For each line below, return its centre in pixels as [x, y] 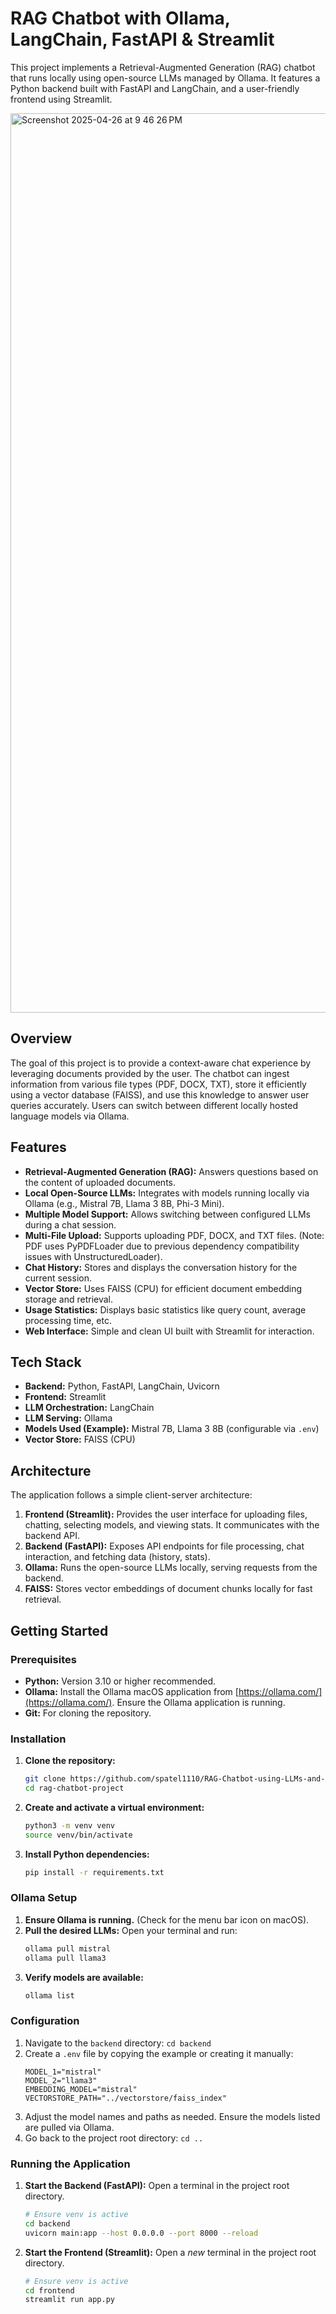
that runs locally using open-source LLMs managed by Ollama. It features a [165, 78]
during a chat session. [70, 1224]
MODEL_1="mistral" [63, 2072]
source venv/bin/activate [78, 1835]
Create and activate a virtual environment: [114, 1807]
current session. [58, 1278]
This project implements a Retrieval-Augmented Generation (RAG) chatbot [163, 67]
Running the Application [70, 2164]
